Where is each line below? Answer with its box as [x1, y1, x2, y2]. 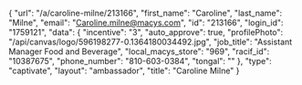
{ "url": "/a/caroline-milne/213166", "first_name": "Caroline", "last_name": [8, 8, 283, 18]
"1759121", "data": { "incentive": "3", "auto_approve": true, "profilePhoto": [8, 27, 284, 37]
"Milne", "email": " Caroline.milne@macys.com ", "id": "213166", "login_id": [8, 17, 284, 28]
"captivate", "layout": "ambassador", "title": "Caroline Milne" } [8, 65, 240, 76]
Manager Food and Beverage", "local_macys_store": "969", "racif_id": [8, 46, 270, 57]
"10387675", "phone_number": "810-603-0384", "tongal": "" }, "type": [8, 56, 273, 66]
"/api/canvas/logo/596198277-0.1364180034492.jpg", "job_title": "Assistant [8, 36, 293, 47]
